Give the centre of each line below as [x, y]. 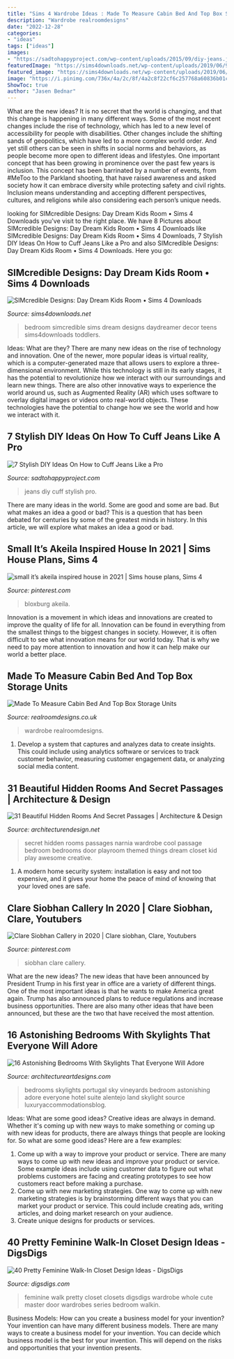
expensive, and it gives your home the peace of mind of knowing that [117, 879]
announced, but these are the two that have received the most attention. [111, 1013]
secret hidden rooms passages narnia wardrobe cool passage [113, 843]
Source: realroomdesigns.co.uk [52, 717]
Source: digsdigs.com [39, 1284]
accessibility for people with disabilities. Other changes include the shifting [115, 134]
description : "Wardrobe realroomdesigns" [68, 20]
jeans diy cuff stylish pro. [61, 491]
